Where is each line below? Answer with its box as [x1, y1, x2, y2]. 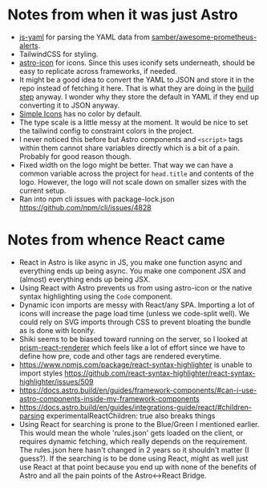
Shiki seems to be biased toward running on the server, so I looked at [18, 334, 248, 344]
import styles [18, 368, 63, 378]
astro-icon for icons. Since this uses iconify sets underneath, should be [18, 58, 256, 67]
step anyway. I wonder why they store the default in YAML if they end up [18, 91, 260, 101]
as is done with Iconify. [18, 325, 95, 335]
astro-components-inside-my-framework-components [18, 393, 200, 403]
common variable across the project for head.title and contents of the [18, 169, 254, 178]
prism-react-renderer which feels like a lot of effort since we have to [18, 343, 245, 352]
